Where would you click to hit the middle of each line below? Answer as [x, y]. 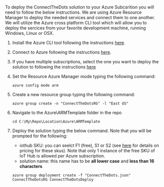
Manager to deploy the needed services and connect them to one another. [80, 17]
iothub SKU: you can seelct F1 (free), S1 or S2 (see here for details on [89, 145]
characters [31, 166]
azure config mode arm [35, 85]
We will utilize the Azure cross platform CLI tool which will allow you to [76, 23]
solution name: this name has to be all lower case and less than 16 [87, 161]
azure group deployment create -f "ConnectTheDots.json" [71, 175]
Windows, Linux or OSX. [30, 33]
